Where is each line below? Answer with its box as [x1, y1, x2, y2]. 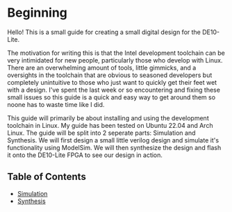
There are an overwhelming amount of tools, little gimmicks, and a [7, 63, 197, 72]
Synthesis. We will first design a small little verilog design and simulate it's [7, 136, 219, 144]
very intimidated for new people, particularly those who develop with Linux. [7, 56, 223, 64]
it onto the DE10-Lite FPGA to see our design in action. [7, 151, 163, 159]
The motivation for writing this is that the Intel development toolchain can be [7, 49, 226, 57]
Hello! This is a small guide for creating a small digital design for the [7, 28, 201, 36]
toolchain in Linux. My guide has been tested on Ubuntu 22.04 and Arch [7, 121, 213, 129]
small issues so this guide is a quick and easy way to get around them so [7, 92, 216, 101]
